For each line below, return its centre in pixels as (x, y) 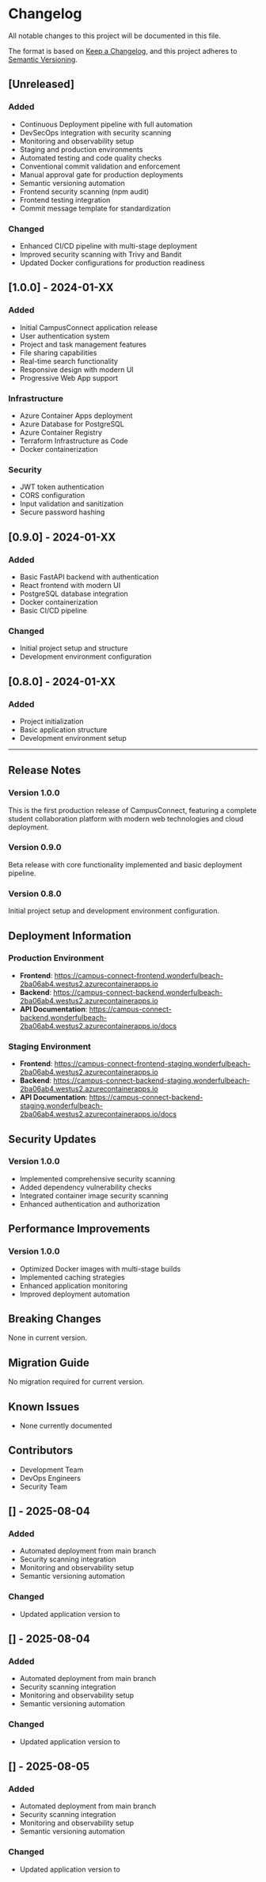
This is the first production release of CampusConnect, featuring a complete (133, 810)
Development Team (51, 1470)
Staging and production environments (81, 149)
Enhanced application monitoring (74, 1285)
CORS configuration (52, 495)
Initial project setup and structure (74, 648)
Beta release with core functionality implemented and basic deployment (125, 864)
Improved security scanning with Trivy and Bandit (101, 254)
